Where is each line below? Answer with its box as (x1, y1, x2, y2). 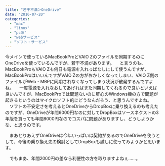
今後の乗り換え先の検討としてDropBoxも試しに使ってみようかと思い (17, 138, 157, 144)
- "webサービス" (9, 35, 41, 40)
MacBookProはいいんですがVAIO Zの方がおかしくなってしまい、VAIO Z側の (5, 72, 159, 78)
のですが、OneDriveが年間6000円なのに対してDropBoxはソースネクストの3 (5, 110, 159, 115)
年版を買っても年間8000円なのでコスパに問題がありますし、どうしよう (5, 115, 150, 121)
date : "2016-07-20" (5, 12, 45, 17)
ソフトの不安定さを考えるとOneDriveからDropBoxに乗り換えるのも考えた (9, 103, 159, 109)
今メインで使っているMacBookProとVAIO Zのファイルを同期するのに (5, 54, 145, 59)
